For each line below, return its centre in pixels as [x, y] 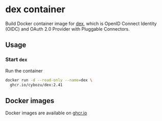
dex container [35, 9]
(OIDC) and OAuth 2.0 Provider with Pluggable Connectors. [68, 29]
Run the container [24, 70]
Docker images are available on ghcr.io [46, 113]
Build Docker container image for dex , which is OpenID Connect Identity [81, 23]
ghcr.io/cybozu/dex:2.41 [36, 85]
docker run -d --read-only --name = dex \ [49, 80]
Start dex [16, 60]
